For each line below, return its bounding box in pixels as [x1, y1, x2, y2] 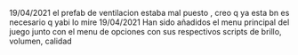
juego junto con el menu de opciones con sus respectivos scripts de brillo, [9, 27, 282, 36]
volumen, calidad [9, 35, 73, 46]
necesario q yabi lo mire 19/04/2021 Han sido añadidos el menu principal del [9, 17, 290, 27]
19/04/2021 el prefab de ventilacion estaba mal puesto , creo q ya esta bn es [9, 8, 290, 18]
